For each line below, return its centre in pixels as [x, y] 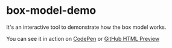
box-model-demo [51, 10]
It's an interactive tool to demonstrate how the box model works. [86, 27]
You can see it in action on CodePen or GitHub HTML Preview [83, 38]
